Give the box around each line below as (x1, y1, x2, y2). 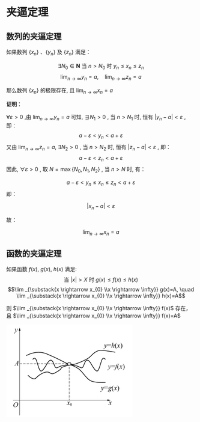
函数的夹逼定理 (6, 248, 62, 258)
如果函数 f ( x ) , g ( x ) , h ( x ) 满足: (6, 266, 77, 273)
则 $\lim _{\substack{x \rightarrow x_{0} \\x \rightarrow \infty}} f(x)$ (6, 305, 174, 312)
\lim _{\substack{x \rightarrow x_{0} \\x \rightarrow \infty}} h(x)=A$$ (16, 292, 186, 299)
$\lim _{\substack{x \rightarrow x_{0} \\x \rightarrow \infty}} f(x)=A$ (13, 312, 181, 319)
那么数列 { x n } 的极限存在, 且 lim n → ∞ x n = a (6, 87, 113, 96)
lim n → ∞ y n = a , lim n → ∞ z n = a (60, 73, 142, 82)
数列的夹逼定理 (6, 31, 62, 41)
